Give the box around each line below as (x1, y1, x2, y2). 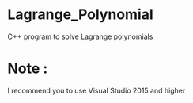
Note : (7, 59, 48, 78)
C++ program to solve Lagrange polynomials (7, 32, 153, 41)
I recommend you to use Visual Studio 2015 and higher (7, 86, 186, 95)
